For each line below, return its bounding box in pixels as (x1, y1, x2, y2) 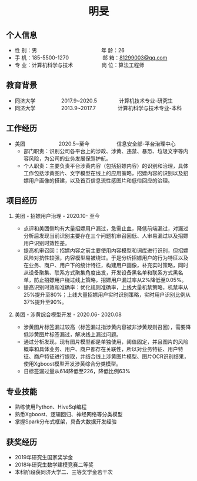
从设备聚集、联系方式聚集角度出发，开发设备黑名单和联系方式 (23, 269, 173, 276)
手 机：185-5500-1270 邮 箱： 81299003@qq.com (14, 54, 168, 61)
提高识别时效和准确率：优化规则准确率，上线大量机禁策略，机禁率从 (23, 284, 189, 291)
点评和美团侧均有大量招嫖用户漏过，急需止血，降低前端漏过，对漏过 (23, 225, 189, 232)
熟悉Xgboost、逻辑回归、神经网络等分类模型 (14, 411, 123, 418)
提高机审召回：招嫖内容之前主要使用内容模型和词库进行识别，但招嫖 (23, 247, 189, 254)
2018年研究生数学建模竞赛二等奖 (14, 461, 94, 468)
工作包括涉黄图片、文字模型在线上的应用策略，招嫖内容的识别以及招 (23, 170, 189, 177)
